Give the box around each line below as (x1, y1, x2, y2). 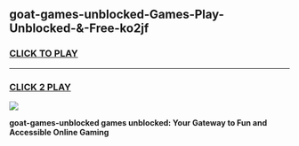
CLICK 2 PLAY (9, 81, 71, 93)
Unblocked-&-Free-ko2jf (9, 21, 149, 36)
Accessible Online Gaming (9, 127, 109, 137)
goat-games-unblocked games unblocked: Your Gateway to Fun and (9, 117, 268, 127)
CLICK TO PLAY (9, 48, 78, 60)
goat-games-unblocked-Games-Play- (9, 7, 224, 22)
